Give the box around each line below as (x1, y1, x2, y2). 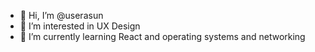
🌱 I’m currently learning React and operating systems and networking (19, 31, 306, 42)
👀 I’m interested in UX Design (19, 20, 141, 32)
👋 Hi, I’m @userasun (19, 10, 104, 21)
